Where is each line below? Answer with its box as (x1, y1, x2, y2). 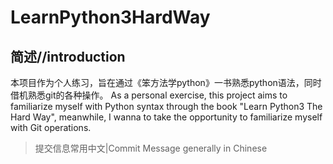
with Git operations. (10, 122, 92, 133)
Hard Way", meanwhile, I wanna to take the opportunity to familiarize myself (10, 111, 323, 123)
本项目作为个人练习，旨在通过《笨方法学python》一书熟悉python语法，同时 (10, 77, 322, 88)
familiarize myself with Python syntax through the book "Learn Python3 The (10, 101, 323, 112)
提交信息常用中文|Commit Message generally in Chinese (34, 142, 268, 154)
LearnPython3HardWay (10, 6, 211, 29)
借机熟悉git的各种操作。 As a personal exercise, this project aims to (10, 89, 288, 101)
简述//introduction (10, 48, 126, 65)
